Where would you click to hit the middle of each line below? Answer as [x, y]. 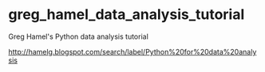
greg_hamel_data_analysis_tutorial [127, 15]
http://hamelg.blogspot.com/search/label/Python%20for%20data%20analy [132, 51]
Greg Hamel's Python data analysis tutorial [79, 36]
